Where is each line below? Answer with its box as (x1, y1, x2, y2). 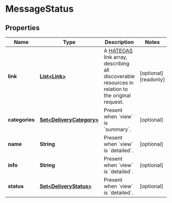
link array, (103, 54, 128, 60)
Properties (5, 24, 40, 32)
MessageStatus (5, 3, 74, 15)
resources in (103, 79, 134, 86)
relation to (103, 85, 128, 93)
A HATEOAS (103, 47, 133, 54)
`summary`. (103, 126, 132, 133)
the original (103, 92, 131, 99)
